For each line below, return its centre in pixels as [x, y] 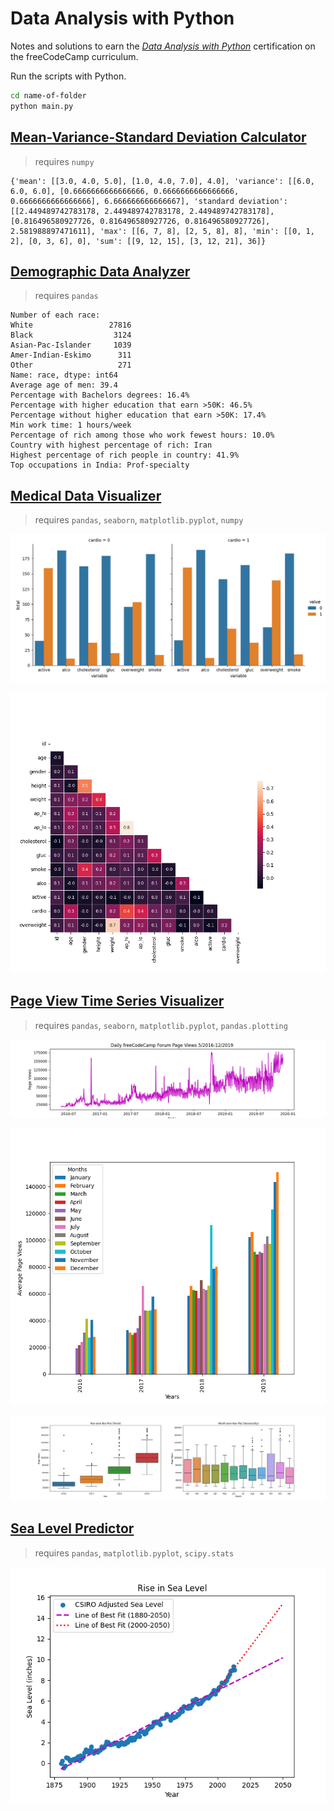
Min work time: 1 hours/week [71, 425]
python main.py [42, 106]
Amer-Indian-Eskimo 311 [71, 355]
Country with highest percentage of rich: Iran [111, 445]
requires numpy [64, 161]
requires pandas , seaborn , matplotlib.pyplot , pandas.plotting [161, 1025]
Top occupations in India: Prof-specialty [100, 465]
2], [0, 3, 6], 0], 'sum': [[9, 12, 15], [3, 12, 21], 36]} [138, 241]
